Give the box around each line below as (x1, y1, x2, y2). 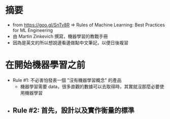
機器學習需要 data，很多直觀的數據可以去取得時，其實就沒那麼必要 (20, 83, 160, 90)
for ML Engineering (12, 27, 53, 33)
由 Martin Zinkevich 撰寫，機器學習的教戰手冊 (12, 33, 108, 39)
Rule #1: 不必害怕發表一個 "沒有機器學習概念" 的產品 (12, 77, 122, 83)
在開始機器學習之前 (5, 59, 86, 71)
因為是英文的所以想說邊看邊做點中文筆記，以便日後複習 (12, 39, 128, 46)
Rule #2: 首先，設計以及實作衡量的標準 (12, 106, 134, 115)
